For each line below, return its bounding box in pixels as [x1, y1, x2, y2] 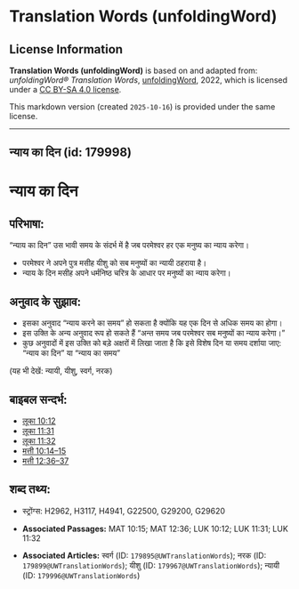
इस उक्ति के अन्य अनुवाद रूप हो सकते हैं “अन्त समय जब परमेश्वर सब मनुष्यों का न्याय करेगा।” [21, 327, 286, 339]
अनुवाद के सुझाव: [9, 294, 82, 309]
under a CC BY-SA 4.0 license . [9, 85, 122, 94]
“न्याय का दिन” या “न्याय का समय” [21, 348, 121, 359]
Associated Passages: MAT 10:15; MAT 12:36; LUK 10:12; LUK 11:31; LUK [21, 523, 289, 534]
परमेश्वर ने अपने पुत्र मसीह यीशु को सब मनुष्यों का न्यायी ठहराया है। [21, 258, 207, 269]
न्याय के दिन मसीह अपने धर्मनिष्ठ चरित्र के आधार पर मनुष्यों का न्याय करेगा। [21, 268, 231, 278]
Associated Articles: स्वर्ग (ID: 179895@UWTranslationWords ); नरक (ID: [21, 550, 267, 561]
